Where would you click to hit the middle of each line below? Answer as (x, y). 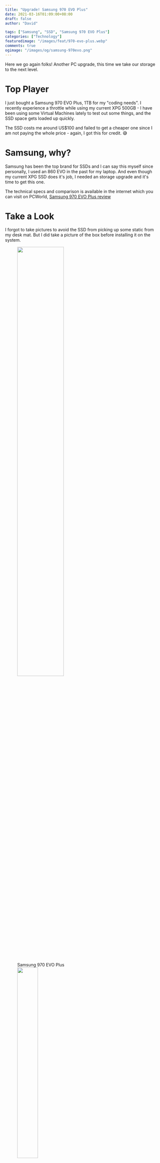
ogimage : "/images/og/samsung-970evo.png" (49, 50)
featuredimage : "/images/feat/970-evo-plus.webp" (56, 41)
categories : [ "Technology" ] (34, 37)
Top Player (27, 89)
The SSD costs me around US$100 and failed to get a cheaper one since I (79, 128)
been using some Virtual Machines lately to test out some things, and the (78, 113)
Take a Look (30, 216)
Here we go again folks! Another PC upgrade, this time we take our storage (80, 64)
